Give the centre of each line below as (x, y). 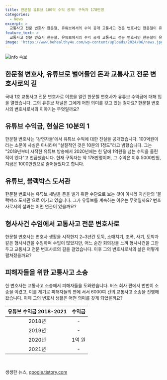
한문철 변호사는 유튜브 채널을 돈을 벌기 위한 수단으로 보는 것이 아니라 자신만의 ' (81, 194)
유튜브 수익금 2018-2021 (37, 311)
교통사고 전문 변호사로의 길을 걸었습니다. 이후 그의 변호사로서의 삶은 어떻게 (86, 249)
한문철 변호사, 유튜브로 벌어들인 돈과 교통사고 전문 (77, 74)
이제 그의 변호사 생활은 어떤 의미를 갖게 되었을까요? (73, 298)
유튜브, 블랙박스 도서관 (38, 181)
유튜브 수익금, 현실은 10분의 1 (47, 126)
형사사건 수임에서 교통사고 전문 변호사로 (62, 224)
